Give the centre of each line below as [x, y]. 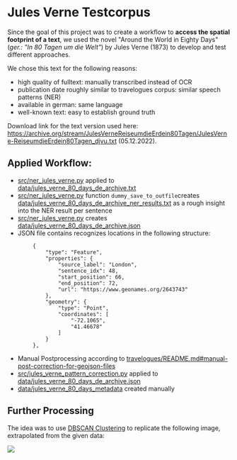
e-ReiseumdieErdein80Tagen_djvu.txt [62, 141]
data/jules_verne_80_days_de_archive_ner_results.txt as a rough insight [121, 203]
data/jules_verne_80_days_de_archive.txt [77, 188]
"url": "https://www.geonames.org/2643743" [123, 289]
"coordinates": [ [83, 314]
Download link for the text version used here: [73, 125]
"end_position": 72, [88, 283]
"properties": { [69, 258]
